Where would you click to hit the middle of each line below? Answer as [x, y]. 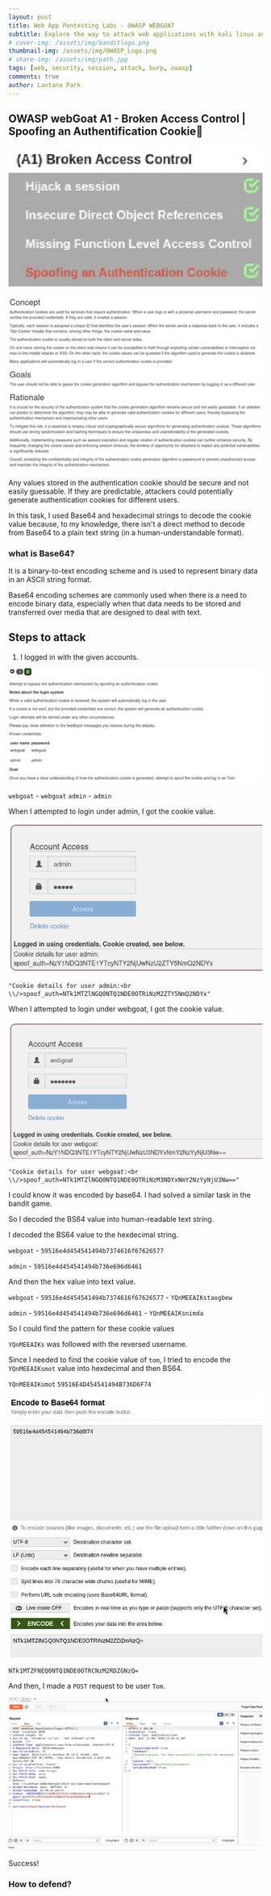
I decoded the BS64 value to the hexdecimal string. [94, 1235]
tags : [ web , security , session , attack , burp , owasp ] [101, 69]
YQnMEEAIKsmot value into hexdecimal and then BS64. [96, 1369]
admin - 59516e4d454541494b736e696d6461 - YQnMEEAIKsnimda [106, 1313]
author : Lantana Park [45, 85]
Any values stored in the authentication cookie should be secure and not [129, 482]
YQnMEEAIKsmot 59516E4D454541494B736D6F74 [80, 1385]
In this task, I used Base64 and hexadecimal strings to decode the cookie [130, 515]
